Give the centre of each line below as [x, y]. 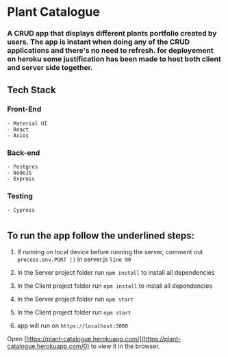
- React [18, 130]
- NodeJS [20, 173]
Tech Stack [31, 90]
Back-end [24, 153]
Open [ [17, 339]
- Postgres [23, 167]
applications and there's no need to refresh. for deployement [110, 51]
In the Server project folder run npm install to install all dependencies [116, 272]
